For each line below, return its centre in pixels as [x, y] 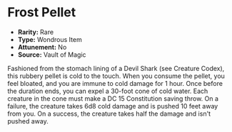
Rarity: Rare [36, 32]
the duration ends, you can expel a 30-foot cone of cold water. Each [108, 91]
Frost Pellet [42, 12]
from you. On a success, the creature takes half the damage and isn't [109, 114]
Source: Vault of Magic [52, 55]
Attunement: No [42, 47]
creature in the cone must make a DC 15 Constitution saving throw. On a [113, 98]
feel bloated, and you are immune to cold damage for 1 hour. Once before [115, 83]
